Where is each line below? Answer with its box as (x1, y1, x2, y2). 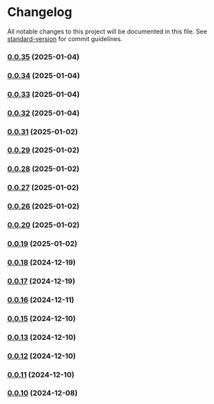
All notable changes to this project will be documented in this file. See (7, 27, 208, 36)
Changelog (7, 4, 72, 20)
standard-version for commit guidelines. (7, 34, 123, 42)
